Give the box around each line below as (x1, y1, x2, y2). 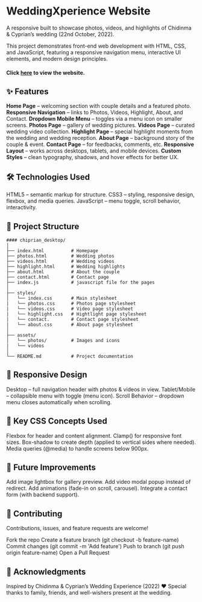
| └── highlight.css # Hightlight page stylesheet (6, 311, 147, 317)
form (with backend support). (6, 491, 80, 498)
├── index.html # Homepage (6, 247, 98, 254)
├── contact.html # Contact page (6, 274, 110, 280)
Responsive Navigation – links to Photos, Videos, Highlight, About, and (6, 109, 183, 116)
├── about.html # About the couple (6, 268, 120, 275)
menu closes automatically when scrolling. (6, 398, 112, 405)
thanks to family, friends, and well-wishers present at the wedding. (6, 589, 172, 597)
